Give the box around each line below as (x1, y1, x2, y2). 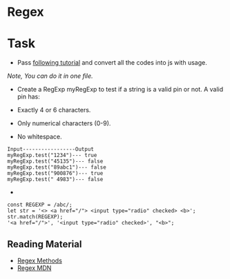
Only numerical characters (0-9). (17, 119, 111, 127)
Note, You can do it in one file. (7, 72, 93, 80)
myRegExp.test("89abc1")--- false (7, 164, 107, 171)
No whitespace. (17, 132, 62, 141)
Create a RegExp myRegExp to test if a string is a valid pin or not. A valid (17, 85, 224, 94)
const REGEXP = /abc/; (7, 201, 73, 209)
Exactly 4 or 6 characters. (17, 106, 91, 114)
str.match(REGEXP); (7, 214, 64, 220)
